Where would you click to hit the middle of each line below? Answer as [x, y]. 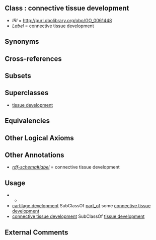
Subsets [18, 76]
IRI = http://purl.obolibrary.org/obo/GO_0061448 [62, 20]
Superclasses [27, 93]
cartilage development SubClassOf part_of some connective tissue [81, 206]
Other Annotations [34, 155]
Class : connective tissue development [67, 8]
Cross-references [33, 59]
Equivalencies [27, 121]
